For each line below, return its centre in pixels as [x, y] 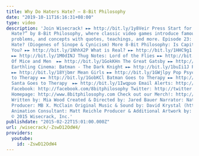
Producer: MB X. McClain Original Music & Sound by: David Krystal [97, 105]
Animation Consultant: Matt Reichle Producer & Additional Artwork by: [102, 111]
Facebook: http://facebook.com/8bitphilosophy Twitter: [82, 89]
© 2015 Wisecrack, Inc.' [42, 116]
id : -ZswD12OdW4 [37, 144]
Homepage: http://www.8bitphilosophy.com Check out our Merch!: [92, 94]
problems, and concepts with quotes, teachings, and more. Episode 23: [102, 39]
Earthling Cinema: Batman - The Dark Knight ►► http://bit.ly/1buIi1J [100, 67]
